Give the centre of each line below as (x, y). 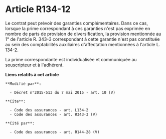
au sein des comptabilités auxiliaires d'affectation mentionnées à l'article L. (83, 44)
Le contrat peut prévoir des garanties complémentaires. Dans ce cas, (76, 23)
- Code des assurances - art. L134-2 (49, 110)
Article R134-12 (38, 9)
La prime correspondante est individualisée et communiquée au (71, 59)
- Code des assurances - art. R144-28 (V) (55, 132)
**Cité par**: (20, 123)
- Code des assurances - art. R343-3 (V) (54, 114)
